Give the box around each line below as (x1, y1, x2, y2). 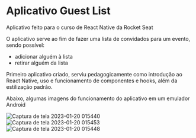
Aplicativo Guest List (6, 4, 111, 18)
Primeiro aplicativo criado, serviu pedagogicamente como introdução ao (6, 70, 182, 78)
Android (6, 101, 25, 108)
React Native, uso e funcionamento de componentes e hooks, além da (6, 77, 178, 84)
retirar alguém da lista (14, 59, 68, 66)
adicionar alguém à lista (14, 53, 73, 60)
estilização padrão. (6, 83, 53, 90)
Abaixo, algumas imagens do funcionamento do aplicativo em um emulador (6, 95, 190, 102)
